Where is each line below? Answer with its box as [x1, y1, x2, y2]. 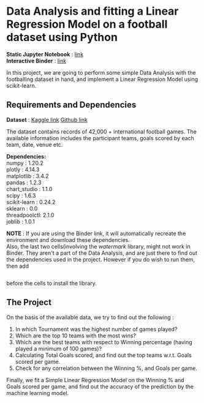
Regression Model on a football [6, 17, 168, 31]
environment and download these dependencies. [6, 236, 130, 243]
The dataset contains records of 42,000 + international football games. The [6, 127, 197, 135]
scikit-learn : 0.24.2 [6, 198, 56, 206]
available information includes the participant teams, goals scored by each [6, 134, 195, 141]
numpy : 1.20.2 [6, 159, 44, 167]
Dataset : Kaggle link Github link [6, 116, 88, 123]
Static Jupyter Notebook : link [6, 50, 84, 58]
